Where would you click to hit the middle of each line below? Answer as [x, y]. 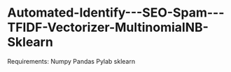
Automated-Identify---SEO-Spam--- [116, 13]
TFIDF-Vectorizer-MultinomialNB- [108, 27]
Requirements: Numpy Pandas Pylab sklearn [71, 61]
